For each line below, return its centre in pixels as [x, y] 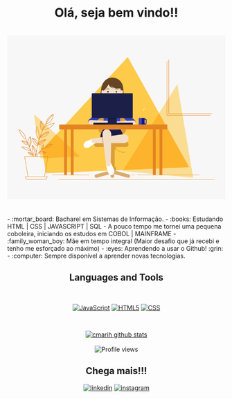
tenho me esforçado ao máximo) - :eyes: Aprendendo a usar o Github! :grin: [115, 248]
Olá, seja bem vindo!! [116, 13]
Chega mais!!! [116, 371]
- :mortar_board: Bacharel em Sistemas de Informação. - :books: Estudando [115, 219]
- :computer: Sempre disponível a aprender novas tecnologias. [96, 256]
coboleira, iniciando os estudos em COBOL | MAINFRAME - [92, 233]
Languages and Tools [116, 277]
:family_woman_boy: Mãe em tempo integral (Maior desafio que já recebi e [113, 241]
